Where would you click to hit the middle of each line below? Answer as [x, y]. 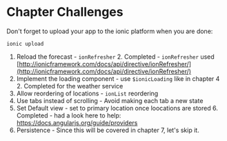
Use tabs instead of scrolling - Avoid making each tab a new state [110, 100]
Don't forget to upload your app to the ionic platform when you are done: [110, 31]
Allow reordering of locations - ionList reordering [87, 93]
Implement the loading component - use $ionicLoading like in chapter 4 [118, 78]
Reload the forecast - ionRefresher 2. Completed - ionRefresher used [115, 57]
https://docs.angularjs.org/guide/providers [77, 122]
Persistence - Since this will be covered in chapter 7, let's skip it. [108, 130]
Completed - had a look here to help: [69, 115]
